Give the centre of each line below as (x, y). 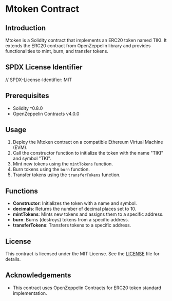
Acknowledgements (38, 275)
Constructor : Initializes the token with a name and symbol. (75, 203)
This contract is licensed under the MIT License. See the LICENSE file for (82, 254)
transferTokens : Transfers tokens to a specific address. (72, 225)
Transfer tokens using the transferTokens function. (66, 175)
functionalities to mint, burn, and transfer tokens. (57, 51)
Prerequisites (27, 96)
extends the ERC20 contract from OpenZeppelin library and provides (78, 46)
